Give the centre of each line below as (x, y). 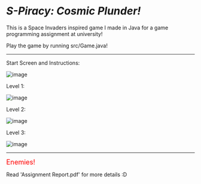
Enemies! (21, 162)
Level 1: (16, 86)
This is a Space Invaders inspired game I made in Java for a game (87, 28)
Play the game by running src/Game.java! (57, 46)
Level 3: (16, 132)
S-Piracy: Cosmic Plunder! (74, 11)
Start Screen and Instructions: (43, 63)
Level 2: (16, 109)
